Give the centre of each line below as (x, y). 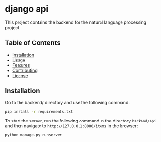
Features (21, 65)
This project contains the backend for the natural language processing (76, 22)
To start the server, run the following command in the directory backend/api (80, 121)
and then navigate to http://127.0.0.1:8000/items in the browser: (71, 126)
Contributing (25, 70)
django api (27, 9)
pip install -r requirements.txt (39, 112)
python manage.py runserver (34, 135)
